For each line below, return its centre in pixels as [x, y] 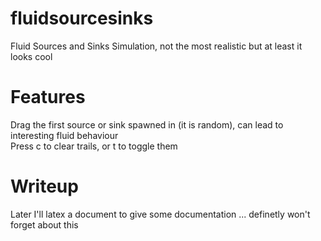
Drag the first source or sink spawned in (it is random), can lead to [147, 124]
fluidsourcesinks [82, 18]
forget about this [44, 224]
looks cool [31, 56]
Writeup [44, 186]
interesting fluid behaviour [64, 135]
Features [48, 97]
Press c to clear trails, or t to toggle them [94, 146]
